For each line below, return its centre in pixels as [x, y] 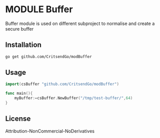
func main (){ [19, 93]
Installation [23, 45]
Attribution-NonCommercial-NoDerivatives [50, 131]
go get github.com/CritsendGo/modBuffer [49, 57]
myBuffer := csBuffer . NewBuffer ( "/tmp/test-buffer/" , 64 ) [74, 98]
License [18, 119]
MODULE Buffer [39, 9]
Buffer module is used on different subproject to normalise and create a [80, 23]
